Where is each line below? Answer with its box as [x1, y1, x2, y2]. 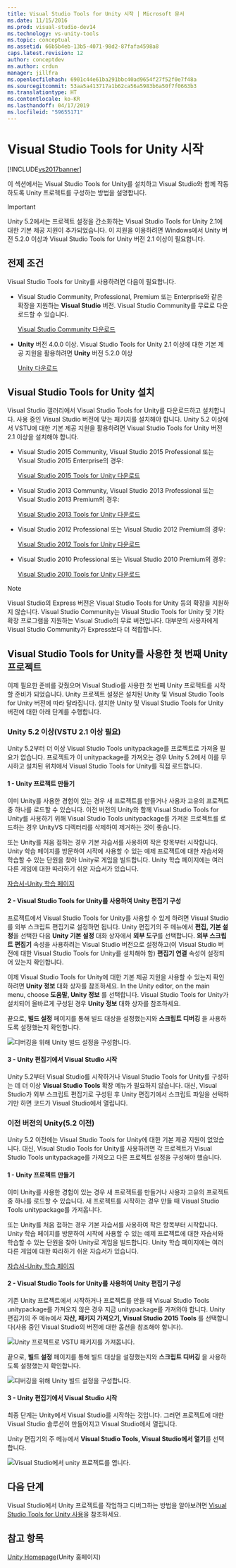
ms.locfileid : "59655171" [7, 109, 83, 116]
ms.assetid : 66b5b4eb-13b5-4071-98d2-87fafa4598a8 [7, 43, 159, 50]
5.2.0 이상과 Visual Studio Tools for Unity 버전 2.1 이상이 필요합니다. [14, 234, 206, 243]
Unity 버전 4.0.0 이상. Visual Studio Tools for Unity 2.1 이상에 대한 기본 [17, 340, 217, 348]
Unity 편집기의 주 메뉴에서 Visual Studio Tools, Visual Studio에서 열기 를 [7, 1434, 211, 1443]
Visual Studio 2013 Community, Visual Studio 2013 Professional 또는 [17, 486, 215, 495]
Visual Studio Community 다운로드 [17, 325, 116, 333]
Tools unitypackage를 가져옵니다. [7, 1205, 102, 1213]
